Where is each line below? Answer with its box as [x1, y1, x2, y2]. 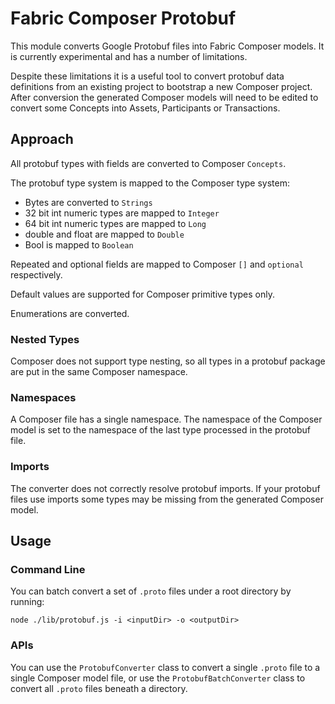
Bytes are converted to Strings [24, 196, 153, 208]
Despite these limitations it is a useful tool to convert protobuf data [10, 70, 285, 82]
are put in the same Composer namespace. [10, 366, 188, 378]
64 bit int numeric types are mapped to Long [24, 217, 207, 229]
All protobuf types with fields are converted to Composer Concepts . [10, 157, 287, 169]
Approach [10, 131, 74, 148]
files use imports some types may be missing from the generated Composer [10, 493, 324, 505]
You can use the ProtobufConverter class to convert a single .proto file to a [10, 661, 321, 673]
